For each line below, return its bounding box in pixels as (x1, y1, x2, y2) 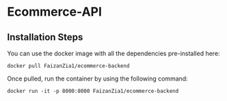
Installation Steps (7, 31, 83, 43)
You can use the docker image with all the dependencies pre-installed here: (7, 49, 220, 57)
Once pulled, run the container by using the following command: (7, 74, 188, 83)
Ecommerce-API (7, 4, 103, 20)
